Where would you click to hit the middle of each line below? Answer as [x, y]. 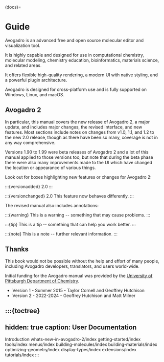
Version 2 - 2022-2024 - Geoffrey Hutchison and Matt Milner [74, 296]
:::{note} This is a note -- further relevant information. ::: [61, 234]
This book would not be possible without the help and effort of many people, [82, 261]
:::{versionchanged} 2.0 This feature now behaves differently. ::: [70, 196]
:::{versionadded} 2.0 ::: [29, 186]
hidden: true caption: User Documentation [71, 328]
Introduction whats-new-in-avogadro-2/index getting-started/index [73, 339]
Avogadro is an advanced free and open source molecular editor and [74, 40]
